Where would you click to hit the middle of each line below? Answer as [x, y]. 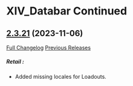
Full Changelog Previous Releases [49, 48]
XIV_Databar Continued [67, 11]
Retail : [15, 61]
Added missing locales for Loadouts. [61, 76]
